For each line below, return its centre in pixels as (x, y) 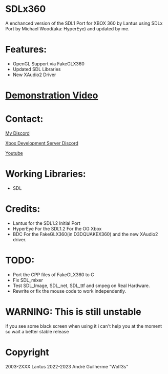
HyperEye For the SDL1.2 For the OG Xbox (57, 228)
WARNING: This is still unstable (73, 312)
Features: (26, 50)
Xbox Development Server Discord (42, 143)
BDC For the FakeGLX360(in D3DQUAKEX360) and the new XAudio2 (85, 234)
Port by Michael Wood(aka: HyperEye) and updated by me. (67, 28)
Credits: (23, 209)
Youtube (14, 153)
